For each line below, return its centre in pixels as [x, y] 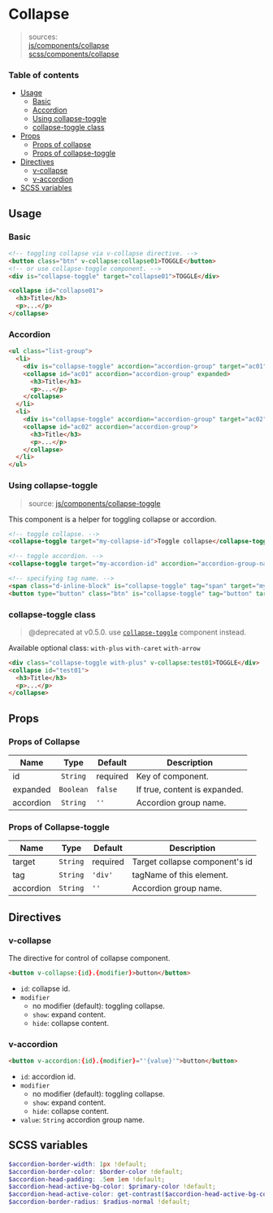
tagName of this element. [180, 875]
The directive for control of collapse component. [89, 958]
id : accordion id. [48, 1077]
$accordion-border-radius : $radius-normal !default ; [100, 1202]
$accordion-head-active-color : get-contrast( [87, 1194]
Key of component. [172, 776]
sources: [43, 37]
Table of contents [44, 75]
